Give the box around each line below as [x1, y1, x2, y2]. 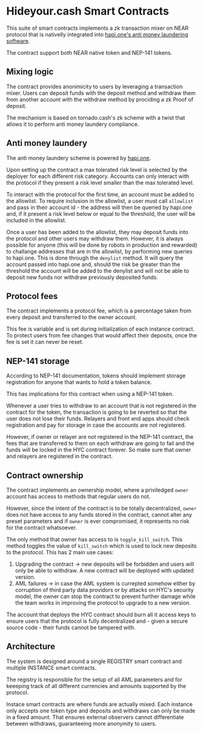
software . [6, 37, 30, 44]
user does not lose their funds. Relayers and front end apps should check [6, 415, 190, 422]
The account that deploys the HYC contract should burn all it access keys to [6, 611, 196, 618]
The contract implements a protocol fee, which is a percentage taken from [6, 307, 192, 314]
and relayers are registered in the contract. [6, 453, 113, 460]
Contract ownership [6, 470, 84, 481]
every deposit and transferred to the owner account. [6, 314, 138, 321]
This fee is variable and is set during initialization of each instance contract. [6, 325, 195, 332]
